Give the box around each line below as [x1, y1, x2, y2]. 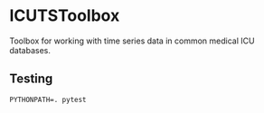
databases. [9, 44, 52, 55]
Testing [9, 71, 53, 87]
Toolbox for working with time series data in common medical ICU [9, 35, 255, 46]
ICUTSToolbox [9, 5, 120, 26]
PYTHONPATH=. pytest [9, 95, 88, 104]
